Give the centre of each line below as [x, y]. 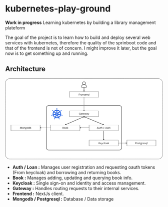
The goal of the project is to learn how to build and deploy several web [78, 37]
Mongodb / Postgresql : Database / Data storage [63, 199]
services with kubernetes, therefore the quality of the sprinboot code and [81, 42]
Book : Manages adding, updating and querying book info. [72, 178]
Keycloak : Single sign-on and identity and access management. [79, 183]
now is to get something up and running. [47, 53]
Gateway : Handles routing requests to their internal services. [76, 189]
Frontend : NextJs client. [38, 194]
